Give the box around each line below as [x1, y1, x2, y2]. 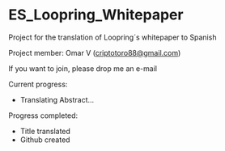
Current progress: [8, 79, 68, 89]
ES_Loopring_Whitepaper [8, 6, 184, 24]
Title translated [19, 126, 71, 136]
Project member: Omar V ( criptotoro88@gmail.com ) [8, 48, 181, 57]
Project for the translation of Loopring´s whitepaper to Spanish [8, 32, 217, 42]
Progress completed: [8, 111, 79, 120]
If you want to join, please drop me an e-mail [8, 63, 158, 73]
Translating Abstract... [19, 94, 95, 104]
